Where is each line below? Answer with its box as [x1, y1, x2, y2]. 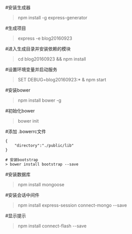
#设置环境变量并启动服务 [5, 67, 58, 72]
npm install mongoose [17, 182, 65, 187]
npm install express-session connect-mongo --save [17, 202, 127, 208]
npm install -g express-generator [17, 15, 88, 20]
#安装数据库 [5, 171, 31, 177]
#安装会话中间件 [5, 192, 40, 198]
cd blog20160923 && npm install [17, 56, 86, 62]
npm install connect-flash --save [17, 223, 87, 229]
